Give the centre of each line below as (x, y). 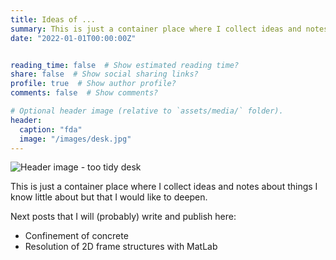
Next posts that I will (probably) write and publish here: (123, 217)
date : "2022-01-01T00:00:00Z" (73, 38)
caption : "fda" (51, 129)
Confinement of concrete (76, 236)
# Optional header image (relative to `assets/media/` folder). (147, 111)
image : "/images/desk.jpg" (75, 139)
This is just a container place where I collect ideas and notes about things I (164, 187)
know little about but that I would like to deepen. (109, 197)
